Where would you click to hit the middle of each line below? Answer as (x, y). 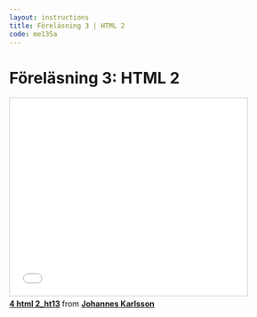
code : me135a (33, 34)
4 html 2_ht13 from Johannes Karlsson (82, 304)
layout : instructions (49, 17)
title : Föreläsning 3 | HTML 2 (67, 26)
